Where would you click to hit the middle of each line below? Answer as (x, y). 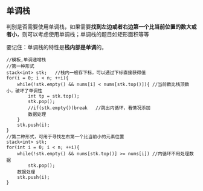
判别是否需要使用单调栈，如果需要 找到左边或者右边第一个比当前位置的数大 (99, 27)
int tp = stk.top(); (54, 96)
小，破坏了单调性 (24, 91)
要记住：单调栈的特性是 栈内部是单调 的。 (56, 47)
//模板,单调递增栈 (26, 59)
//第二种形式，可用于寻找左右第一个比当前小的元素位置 (65, 136)
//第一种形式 (20, 66)
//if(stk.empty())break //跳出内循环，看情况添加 (89, 108)
